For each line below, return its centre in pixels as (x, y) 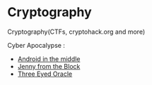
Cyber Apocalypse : (36, 45)
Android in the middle (49, 59)
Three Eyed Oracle (45, 74)
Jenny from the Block (49, 66)
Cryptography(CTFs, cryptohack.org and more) (76, 32)
